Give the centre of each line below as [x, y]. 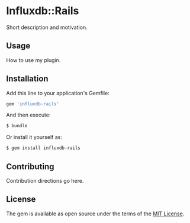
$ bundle [17, 126]
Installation [27, 79]
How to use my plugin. [33, 60]
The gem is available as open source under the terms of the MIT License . [95, 214]
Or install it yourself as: [34, 137]
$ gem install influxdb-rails [44, 148]
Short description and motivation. [47, 27]
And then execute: [28, 115]
